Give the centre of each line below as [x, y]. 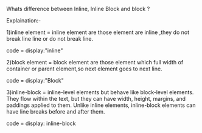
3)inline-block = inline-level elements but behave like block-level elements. [100, 92]
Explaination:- [24, 20]
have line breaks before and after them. [56, 111]
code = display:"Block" [35, 80]
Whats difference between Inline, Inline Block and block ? [78, 9]
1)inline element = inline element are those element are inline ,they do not [98, 32]
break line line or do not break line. [50, 39]
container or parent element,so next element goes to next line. [84, 69]
